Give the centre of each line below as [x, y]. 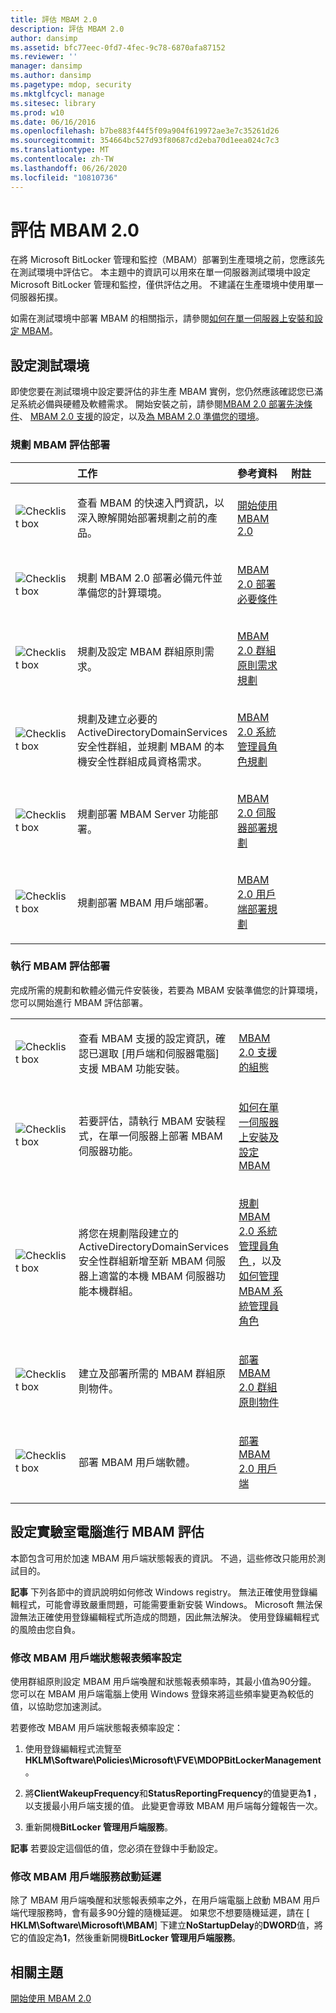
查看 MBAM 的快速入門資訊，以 [151, 503]
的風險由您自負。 [45, 1629]
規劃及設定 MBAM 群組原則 [141, 651]
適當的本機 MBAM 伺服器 [157, 1276]
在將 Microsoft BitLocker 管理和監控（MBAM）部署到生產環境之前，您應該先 [167, 260]
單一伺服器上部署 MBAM [165, 1136]
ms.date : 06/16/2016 [53, 122]
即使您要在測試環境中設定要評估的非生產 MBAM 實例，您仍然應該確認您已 [162, 392]
